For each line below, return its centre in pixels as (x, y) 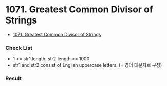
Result (14, 79)
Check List (19, 48)
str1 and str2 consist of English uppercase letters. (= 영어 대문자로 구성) (87, 65)
